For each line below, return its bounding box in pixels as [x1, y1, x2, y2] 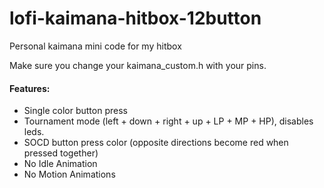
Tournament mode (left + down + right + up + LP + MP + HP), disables [23, 115, 314, 127]
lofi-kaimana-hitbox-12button [9, 7, 262, 30]
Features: [9, 82, 51, 94]
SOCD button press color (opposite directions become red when [23, 137, 289, 149]
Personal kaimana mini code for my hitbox [9, 40, 182, 52]
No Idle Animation [23, 158, 98, 170]
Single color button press [23, 105, 128, 117]
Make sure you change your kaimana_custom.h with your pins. [9, 59, 267, 71]
